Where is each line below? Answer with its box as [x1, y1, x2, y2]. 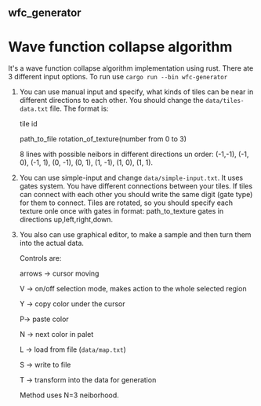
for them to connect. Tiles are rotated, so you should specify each [19, 198, 234, 207]
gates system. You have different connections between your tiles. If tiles [19, 181, 253, 191]
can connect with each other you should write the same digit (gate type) [19, 190, 253, 199]
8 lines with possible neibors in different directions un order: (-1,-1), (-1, [19, 149, 249, 159]
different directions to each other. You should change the [19, 96, 204, 105]
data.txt [19, 105, 49, 113]
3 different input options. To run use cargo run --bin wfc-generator [8, 72, 228, 82]
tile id [19, 119, 38, 129]
